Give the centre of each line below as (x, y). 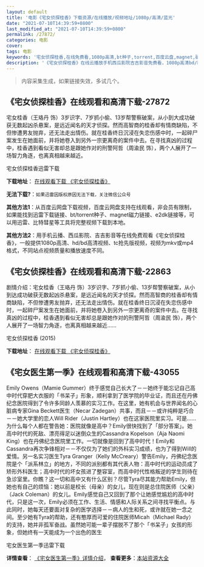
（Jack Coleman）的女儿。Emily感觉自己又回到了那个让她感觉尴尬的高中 (97, 494)
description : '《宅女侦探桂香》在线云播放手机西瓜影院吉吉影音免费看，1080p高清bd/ (102, 63)
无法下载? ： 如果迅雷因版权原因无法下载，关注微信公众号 (69, 194)
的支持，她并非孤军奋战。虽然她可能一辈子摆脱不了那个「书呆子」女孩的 (97, 524)
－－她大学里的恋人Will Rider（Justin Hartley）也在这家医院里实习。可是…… (101, 418)
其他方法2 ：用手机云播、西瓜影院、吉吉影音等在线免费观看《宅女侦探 (93, 235)
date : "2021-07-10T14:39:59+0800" (50, 23)
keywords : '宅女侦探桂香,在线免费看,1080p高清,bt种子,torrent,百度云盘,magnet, (101, 57)
